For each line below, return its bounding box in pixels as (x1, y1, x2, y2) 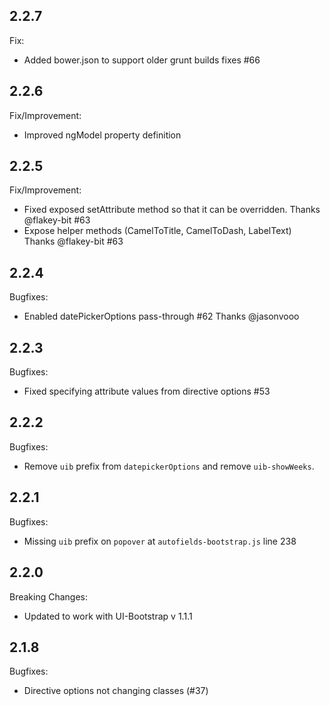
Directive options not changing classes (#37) (23, 685, 209, 697)
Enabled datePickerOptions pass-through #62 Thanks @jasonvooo (23, 310, 300, 323)
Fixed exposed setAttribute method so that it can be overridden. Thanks (23, 204, 321, 216)
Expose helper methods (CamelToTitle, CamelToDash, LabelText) (23, 225, 292, 237)
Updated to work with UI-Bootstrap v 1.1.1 (23, 610, 193, 622)
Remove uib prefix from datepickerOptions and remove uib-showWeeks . (23, 460, 315, 472)
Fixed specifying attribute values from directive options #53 (23, 385, 271, 398)
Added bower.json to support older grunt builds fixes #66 (23, 54, 261, 66)
